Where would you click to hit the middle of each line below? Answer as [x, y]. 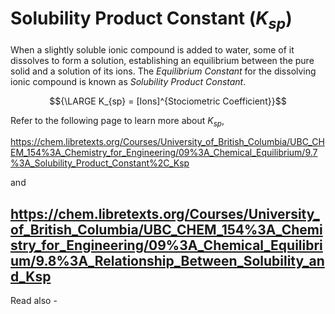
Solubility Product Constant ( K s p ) [151, 20]
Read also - [34, 301]
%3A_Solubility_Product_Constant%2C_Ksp [100, 163]
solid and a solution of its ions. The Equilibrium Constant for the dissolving [163, 71]
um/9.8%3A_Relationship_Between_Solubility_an [167, 260]
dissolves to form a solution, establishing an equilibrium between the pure [162, 60]
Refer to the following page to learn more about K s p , [117, 121]
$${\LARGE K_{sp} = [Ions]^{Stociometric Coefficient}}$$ [168, 101]
